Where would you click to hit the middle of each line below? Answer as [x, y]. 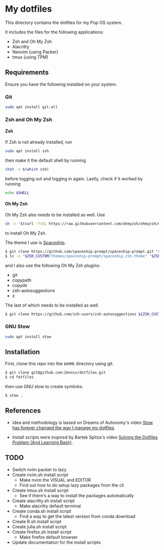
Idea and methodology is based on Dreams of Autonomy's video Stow [82, 422]
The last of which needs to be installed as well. [52, 305]
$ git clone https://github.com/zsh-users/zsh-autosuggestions [71, 314]
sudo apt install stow [28, 337]
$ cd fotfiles [20, 377]
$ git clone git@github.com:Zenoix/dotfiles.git [55, 373]
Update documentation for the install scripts [56, 542]
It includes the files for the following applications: [54, 32]
